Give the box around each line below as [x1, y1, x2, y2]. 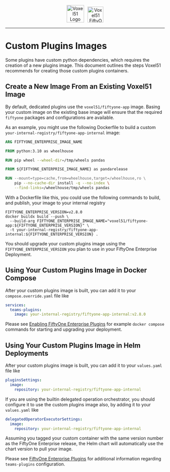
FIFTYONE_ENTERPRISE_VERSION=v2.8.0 [5, 209, 82, 214]
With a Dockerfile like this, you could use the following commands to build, [5, 194, 161, 200]
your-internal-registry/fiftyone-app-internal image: [5, 130, 120, 136]
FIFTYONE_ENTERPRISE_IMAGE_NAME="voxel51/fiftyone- [37, 218, 148, 224]
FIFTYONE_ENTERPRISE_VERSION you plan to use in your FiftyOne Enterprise [5, 246, 157, 252]
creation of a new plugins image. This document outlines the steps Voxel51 [5, 62, 161, 68]
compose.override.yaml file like [5, 292, 69, 298]
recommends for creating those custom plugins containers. [5, 67, 129, 73]
